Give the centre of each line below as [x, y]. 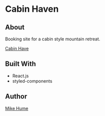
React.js [20, 76]
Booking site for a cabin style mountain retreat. [53, 39]
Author [16, 97]
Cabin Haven [32, 9]
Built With [20, 64]
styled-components [32, 81]
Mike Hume [17, 108]
